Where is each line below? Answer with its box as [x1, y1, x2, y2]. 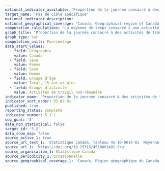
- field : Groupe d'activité [9, 85, 67, 90]
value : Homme [14, 71, 41, 76]
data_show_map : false [5, 131, 50, 136]
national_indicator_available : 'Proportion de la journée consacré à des [5, 7, 160, 12]
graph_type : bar [5, 35, 38, 40]
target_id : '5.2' [5, 126, 41, 131]
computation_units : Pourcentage [5, 39, 71, 44]
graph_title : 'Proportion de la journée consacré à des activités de [5, 30, 151, 35]
